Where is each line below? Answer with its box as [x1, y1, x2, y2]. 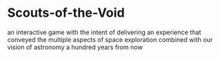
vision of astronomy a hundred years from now [7, 43, 143, 51]
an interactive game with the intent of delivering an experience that [7, 28, 202, 36]
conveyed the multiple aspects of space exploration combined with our [7, 35, 213, 43]
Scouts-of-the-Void [7, 5, 125, 21]
